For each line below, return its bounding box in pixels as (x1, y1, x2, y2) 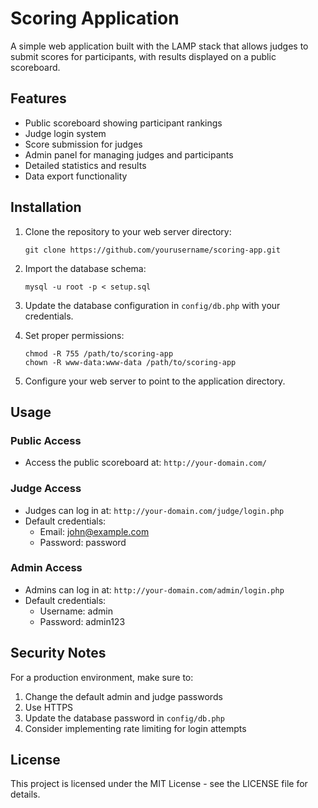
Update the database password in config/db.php (24, 712, 225, 724)
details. (10, 788, 41, 801)
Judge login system (24, 127, 107, 139)
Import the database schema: (24, 262, 147, 274)
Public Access (10, 433, 82, 447)
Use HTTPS (24, 701, 74, 713)
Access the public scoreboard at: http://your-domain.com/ (24, 457, 267, 469)
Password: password (39, 536, 127, 548)
